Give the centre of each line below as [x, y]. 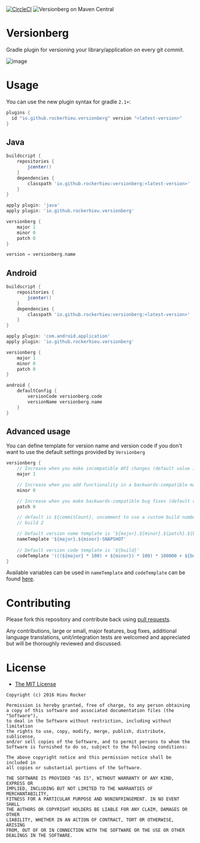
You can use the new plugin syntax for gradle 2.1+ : [68, 102]
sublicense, [21, 737]
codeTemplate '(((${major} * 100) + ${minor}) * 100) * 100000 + [100, 556]
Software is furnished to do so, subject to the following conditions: [97, 747]
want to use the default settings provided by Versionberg [76, 452]
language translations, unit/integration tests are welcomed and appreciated [98, 637]
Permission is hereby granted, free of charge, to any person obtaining [98, 706]
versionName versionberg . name [65, 402]
